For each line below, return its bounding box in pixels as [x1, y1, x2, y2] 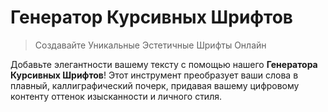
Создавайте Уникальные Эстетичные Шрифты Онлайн [34, 39, 267, 51]
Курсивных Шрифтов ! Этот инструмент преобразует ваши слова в [10, 69, 299, 81]
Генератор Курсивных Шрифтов [10, 6, 293, 29]
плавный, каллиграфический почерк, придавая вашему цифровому [10, 79, 300, 91]
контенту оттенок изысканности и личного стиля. [10, 90, 222, 102]
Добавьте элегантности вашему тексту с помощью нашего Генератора [10, 58, 318, 70]
